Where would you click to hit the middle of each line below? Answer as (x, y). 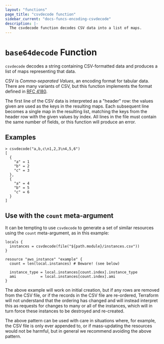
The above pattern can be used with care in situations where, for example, (81, 320)
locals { (14, 242)
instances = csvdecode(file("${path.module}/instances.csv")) (75, 246)
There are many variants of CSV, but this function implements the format (79, 86)
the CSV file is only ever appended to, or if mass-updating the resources (79, 326)
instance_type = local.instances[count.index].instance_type (74, 272)
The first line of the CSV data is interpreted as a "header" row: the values (79, 101)
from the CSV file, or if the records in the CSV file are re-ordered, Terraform (82, 295)
